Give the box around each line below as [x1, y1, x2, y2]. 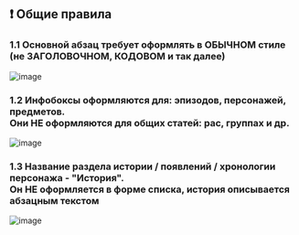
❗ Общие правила [9, 6, 112, 22]
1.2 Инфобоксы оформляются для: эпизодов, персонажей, [9, 93, 286, 106]
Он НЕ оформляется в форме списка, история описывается [9, 183, 291, 196]
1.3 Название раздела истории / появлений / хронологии [9, 160, 276, 173]
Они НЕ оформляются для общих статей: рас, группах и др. [9, 116, 290, 129]
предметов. [9, 105, 66, 118]
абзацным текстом [9, 194, 100, 207]
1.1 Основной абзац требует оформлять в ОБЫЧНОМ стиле [9, 38, 286, 51]
